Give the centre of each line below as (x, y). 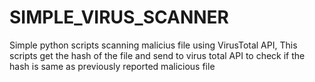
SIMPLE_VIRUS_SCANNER (119, 17)
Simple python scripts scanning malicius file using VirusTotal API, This (153, 45)
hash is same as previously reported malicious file (112, 66)
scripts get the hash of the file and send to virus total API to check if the (157, 55)
